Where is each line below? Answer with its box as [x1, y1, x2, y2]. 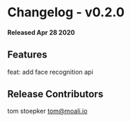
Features [7, 49, 47, 61]
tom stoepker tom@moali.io [7, 107, 88, 116]
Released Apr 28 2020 [7, 28, 76, 36]
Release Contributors [7, 88, 104, 100]
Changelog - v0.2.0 [7, 4, 125, 21]
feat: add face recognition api [7, 67, 93, 76]
